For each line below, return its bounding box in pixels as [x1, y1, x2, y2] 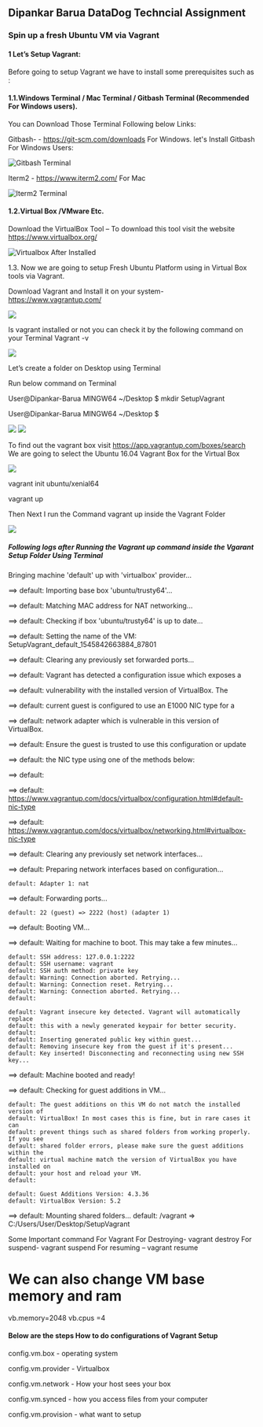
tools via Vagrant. [8, 271, 65, 280]
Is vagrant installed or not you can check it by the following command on [8, 324, 243, 334]
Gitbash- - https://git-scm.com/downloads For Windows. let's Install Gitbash [8, 134, 255, 144]
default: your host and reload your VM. [8, 1169, 143, 1177]
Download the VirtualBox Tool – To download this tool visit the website [8, 224, 236, 233]
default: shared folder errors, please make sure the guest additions [8, 1141, 244, 1150]
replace [8, 1015, 34, 1022]
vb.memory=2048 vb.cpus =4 [8, 1313, 106, 1322]
